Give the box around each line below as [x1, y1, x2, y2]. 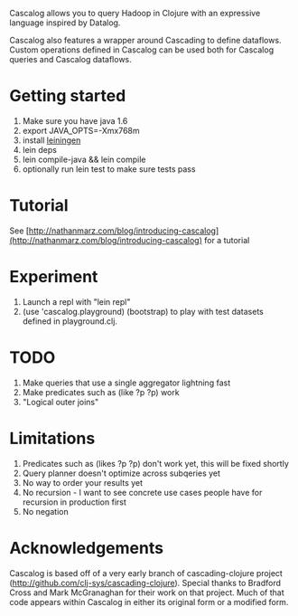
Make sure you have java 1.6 [22, 115, 128, 126]
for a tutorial [204, 234, 250, 245]
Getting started [9, 86, 126, 107]
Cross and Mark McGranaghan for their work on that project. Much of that [9, 587, 284, 598]
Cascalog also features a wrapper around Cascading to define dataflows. [9, 35, 282, 45]
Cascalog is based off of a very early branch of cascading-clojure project [9, 567, 283, 578]
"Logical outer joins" [22, 396, 99, 407]
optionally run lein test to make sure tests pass [22, 163, 196, 175]
